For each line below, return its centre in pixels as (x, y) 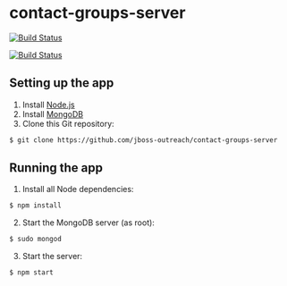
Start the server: (52, 257)
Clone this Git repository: (68, 123)
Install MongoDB (53, 114)
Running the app (56, 168)
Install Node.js (48, 105)
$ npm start (31, 273)
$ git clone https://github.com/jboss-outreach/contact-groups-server (143, 140)
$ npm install (36, 206)
